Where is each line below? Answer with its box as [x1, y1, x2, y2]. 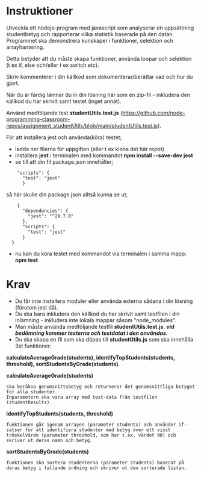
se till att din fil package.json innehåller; [14, 158, 113, 165]
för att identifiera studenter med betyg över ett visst [25, 426, 171, 433]
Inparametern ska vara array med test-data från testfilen [6, 394, 158, 400]
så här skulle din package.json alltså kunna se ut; [6, 191, 128, 198]
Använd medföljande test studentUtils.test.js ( [6, 109, 123, 116]
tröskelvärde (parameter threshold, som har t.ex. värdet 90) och [6, 432, 176, 438]
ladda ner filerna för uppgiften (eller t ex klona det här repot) [14, 145, 164, 152]
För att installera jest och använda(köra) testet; [6, 134, 122, 141]
